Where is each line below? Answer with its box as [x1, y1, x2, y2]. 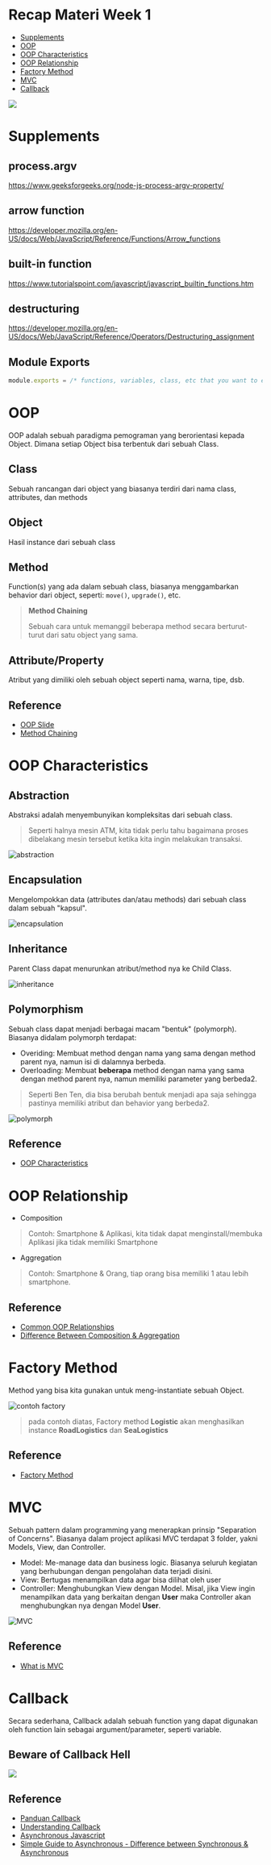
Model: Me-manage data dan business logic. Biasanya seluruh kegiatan [19, 1558, 258, 1567]
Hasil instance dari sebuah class [8, 537, 115, 547]
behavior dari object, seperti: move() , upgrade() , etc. [8, 590, 181, 600]
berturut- [217, 622, 248, 631]
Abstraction [8, 789, 70, 802]
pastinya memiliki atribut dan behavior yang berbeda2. [27, 1098, 210, 1108]
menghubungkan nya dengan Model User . [19, 1601, 161, 1610]
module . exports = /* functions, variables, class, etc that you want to [8, 377, 258, 385]
